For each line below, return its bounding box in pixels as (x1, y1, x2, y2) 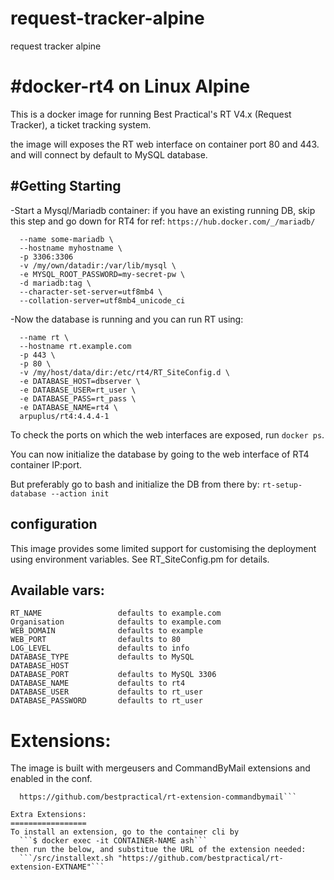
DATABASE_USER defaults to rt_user (10, 687, 203, 697)
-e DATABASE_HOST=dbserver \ (19, 376, 141, 386)
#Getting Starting (10, 178, 122, 195)
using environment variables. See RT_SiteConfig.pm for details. (10, 553, 270, 565)
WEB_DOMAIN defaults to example (10, 626, 203, 636)
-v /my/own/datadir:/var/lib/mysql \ (19, 260, 177, 271)
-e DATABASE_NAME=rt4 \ (19, 402, 118, 412)
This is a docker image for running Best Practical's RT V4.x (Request (10, 108, 292, 120)
